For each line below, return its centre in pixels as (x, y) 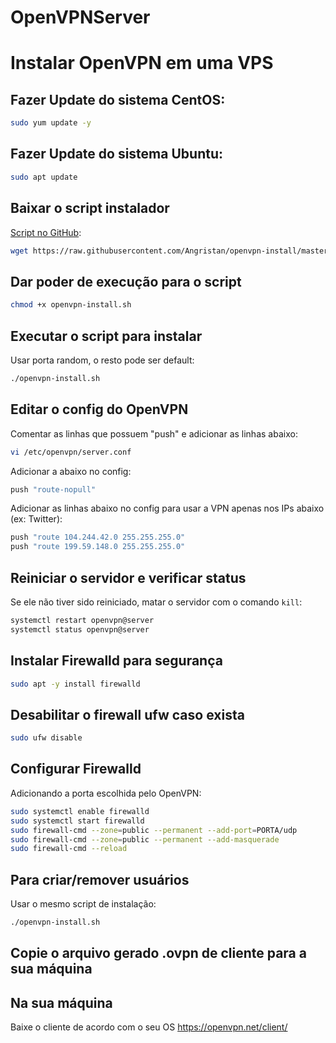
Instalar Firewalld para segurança (116, 661)
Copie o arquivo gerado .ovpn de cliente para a (158, 953)
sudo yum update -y (51, 123)
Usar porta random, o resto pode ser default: (102, 360)
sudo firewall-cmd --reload (69, 849)
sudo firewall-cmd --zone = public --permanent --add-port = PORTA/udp (154, 830)
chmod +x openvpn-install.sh (71, 305)
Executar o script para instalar (106, 336)
